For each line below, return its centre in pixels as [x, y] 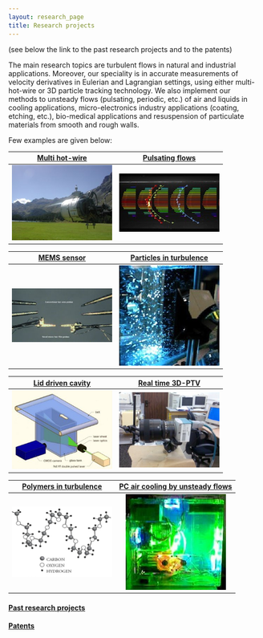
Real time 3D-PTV [169, 383]
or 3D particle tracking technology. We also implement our [134, 90]
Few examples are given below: [60, 140]
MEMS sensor [62, 258]
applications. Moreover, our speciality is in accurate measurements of [123, 73]
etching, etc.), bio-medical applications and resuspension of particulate [126, 116]
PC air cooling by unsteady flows [176, 486]
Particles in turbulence [169, 258]
